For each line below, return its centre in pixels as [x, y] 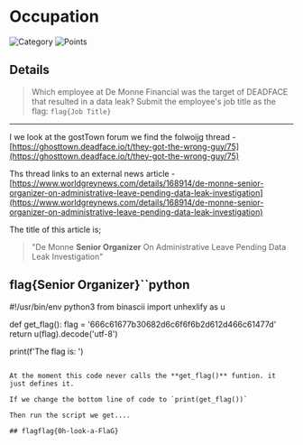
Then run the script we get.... [70, 415]
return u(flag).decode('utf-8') [64, 334]
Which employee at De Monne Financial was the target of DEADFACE [160, 91]
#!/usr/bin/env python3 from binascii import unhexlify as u [117, 306]
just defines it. [42, 384]
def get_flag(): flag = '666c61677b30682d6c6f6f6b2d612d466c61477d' [143, 324]
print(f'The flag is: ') [46, 351]
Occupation [54, 17]
